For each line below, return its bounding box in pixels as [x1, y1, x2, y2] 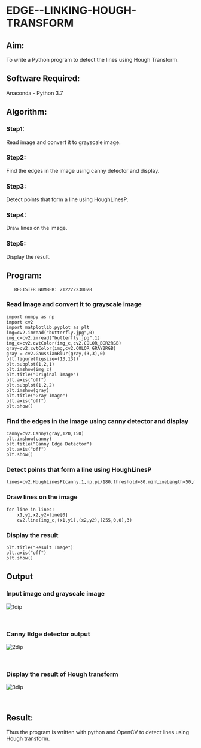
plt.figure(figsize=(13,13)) [6, 355, 79, 362]
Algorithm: [6, 107, 47, 117]
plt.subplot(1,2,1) [6, 361, 55, 367]
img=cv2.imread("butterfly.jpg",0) [6, 330, 95, 336]
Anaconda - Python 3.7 [6, 89, 63, 97]
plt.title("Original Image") [6, 372, 79, 378]
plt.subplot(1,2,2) [6, 382, 55, 388]
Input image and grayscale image [6, 590, 105, 598]
